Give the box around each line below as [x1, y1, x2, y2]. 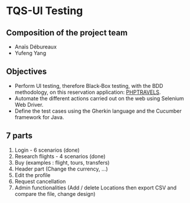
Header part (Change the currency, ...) [14, 165, 108, 172]
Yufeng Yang [14, 50, 46, 57]
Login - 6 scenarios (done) [14, 146, 80, 153]
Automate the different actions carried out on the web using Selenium [14, 94, 184, 102]
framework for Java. [14, 113, 64, 120]
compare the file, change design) [14, 190, 96, 197]
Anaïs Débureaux [14, 43, 57, 50]
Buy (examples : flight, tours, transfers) [14, 159, 110, 166]
